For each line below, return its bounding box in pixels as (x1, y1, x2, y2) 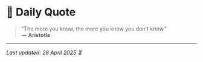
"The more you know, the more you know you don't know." (21, 25, 167, 32)
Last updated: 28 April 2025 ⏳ (6, 49, 82, 56)
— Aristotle (21, 31, 51, 38)
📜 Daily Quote (6, 5, 76, 19)
